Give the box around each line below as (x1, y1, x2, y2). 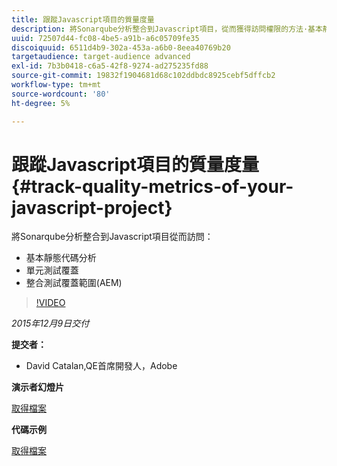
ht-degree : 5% (11, 98, 71, 108)
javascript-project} (11, 196, 173, 219)
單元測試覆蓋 (25, 264, 79, 276)
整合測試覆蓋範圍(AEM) (25, 277, 123, 289)
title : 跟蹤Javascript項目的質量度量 (11, 14, 155, 25)
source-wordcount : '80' (11, 89, 111, 99)
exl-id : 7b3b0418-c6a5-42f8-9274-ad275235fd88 (11, 61, 209, 71)
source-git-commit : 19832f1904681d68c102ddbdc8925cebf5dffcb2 (11, 71, 276, 81)
